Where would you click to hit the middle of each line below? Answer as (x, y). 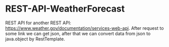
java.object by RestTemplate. (35, 39)
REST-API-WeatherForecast (65, 9)
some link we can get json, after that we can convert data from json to (78, 33)
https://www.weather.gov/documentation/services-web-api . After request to (84, 28)
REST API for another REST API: (38, 23)
